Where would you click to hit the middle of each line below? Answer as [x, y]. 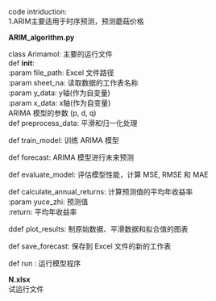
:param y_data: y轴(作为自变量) [60, 93]
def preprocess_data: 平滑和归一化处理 [73, 123]
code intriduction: [37, 12]
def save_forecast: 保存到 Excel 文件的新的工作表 [90, 246]
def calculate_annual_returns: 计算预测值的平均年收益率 [101, 192]
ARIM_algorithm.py [42, 37]
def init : [21, 63]
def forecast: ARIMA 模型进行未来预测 [71, 157]
